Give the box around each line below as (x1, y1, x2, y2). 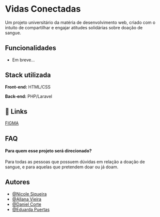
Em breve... (12, 57, 35, 63)
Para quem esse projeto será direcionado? (5, 148, 92, 154)
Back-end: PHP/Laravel (5, 93, 52, 99)
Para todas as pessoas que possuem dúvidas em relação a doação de (5, 159, 145, 164)
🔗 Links (5, 107, 28, 115)
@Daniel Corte (12, 201, 42, 207)
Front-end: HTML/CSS (5, 84, 51, 90)
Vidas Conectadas (5, 3, 81, 15)
